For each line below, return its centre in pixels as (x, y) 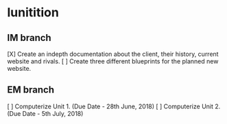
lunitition (33, 13)
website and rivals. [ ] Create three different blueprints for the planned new (113, 61)
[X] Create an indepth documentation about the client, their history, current (113, 54)
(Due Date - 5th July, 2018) (45, 113)
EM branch (31, 90)
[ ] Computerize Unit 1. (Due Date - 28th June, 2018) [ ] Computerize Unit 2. (114, 106)
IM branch (29, 38)
